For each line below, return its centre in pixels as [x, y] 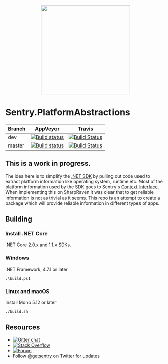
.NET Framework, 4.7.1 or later [36, 269]
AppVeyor [47, 129]
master [16, 145]
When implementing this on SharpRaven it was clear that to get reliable [80, 192]
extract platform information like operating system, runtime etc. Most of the [84, 181]
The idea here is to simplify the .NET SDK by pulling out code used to [78, 176]
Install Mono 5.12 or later [31, 302]
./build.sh [17, 312]
